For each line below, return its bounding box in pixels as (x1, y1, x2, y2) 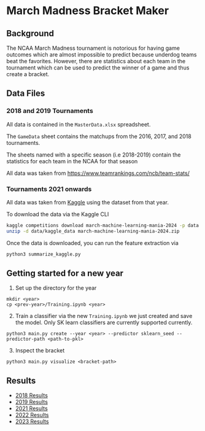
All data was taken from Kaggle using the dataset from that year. (6, 198, 169, 206)
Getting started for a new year (6, 268, 124, 278)
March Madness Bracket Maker (6, 4, 169, 18)
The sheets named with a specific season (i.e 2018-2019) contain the (6, 151, 181, 158)
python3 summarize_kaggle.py (6, 251, 81, 257)
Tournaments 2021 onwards (6, 185, 92, 193)
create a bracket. (6, 71, 50, 77)
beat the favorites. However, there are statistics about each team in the (6, 58, 186, 64)
